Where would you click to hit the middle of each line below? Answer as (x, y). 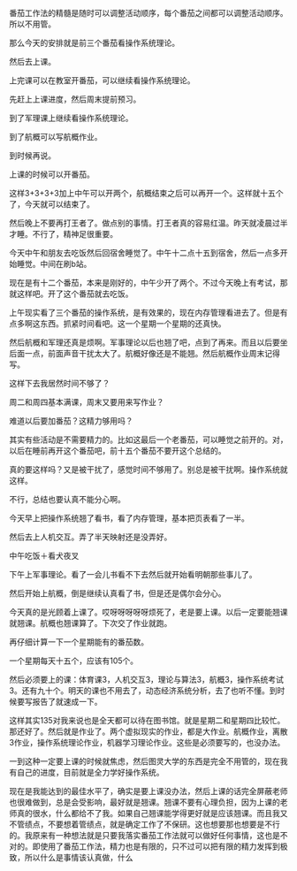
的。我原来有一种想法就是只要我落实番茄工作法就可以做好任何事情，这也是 (145, 835)
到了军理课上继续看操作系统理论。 (71, 118)
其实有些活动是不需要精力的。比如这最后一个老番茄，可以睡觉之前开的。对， (148, 439)
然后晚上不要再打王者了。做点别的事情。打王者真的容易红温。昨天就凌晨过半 (148, 223)
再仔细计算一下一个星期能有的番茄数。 (79, 642)
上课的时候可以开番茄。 (52, 174)
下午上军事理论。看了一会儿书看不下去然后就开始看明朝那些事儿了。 (133, 574)
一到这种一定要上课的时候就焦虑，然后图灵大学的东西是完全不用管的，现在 (145, 761)
